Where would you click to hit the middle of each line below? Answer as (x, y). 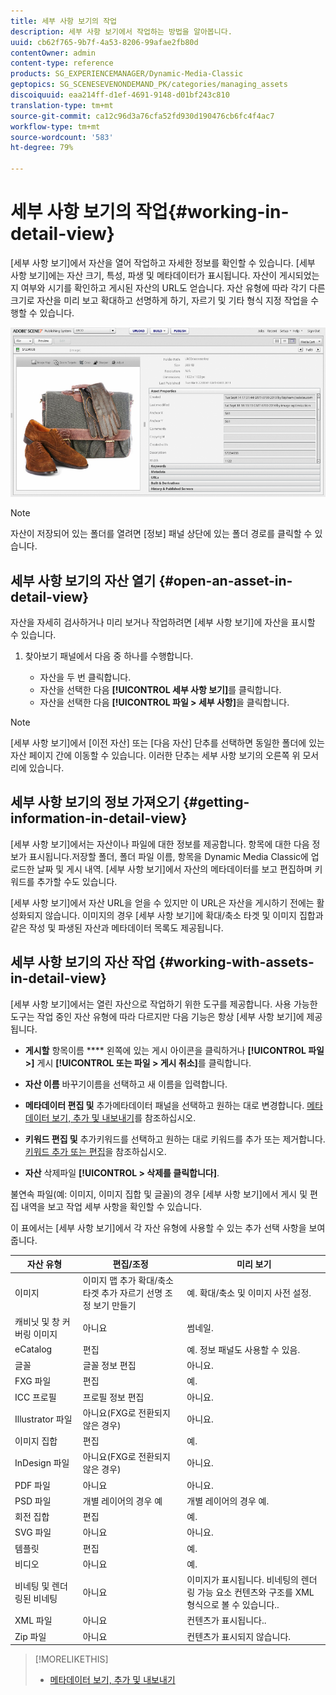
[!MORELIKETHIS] (71, 1659)
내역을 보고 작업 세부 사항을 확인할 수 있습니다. (111, 1206)
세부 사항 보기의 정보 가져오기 (95, 802)
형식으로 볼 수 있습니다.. (233, 1605)
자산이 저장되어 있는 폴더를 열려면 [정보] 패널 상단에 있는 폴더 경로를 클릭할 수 (161, 534)
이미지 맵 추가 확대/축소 (128, 1281)
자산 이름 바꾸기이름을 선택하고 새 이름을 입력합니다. (126, 1084)
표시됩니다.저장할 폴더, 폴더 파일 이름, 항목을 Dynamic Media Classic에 (168, 856)
